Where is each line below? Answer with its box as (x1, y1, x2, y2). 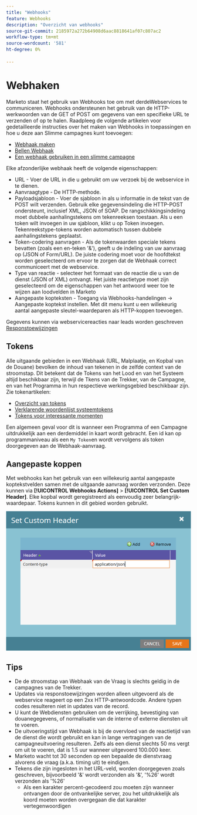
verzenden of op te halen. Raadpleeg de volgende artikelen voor (6, 117, 161, 124)
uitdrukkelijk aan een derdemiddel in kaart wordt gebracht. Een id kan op (6, 430, 182, 437)
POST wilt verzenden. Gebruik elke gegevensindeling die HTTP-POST (14, 201, 184, 208)
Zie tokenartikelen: (6, 388, 51, 395)
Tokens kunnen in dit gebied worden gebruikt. (37, 499, 148, 507)
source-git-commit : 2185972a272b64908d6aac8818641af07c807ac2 (6, 28, 161, 34)
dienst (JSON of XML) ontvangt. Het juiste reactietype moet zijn (14, 276, 169, 283)
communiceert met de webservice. (14, 263, 100, 270)
